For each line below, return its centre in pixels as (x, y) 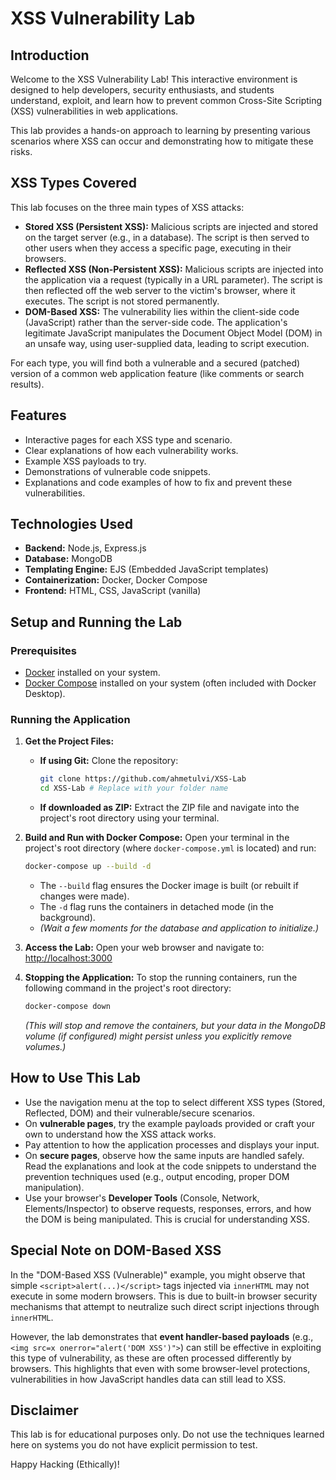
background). (67, 918)
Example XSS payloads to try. (85, 461)
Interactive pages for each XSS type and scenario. (128, 439)
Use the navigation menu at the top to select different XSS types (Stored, (175, 1102)
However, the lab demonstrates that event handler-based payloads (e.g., (162, 1336)
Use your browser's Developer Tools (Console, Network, (142, 1198)
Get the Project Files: (69, 741)
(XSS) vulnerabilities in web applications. (94, 111)
